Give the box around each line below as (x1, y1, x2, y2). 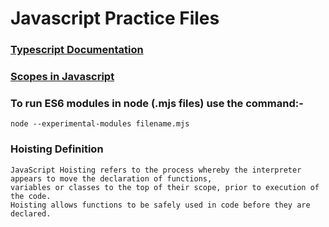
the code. (10, 191, 52, 201)
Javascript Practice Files (10, 7, 220, 30)
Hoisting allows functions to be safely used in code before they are (10, 200, 311, 210)
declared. (10, 208, 52, 219)
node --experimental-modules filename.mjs (10, 119, 190, 129)
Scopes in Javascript (10, 70, 115, 84)
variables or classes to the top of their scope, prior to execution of (10, 182, 320, 192)
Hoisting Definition (10, 142, 104, 156)
